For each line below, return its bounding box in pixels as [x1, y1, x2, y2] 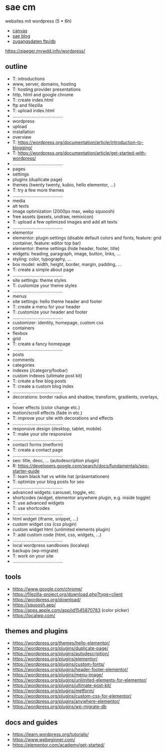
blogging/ [12, 144, 32, 151]
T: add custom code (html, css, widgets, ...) [12, 531, 102, 537]
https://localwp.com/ [12, 612, 56, 618]
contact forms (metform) [12, 441, 63, 448]
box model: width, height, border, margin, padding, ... [12, 261, 122, 267]
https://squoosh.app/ [12, 602, 56, 608]
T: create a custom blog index [12, 383, 74, 389]
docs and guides [5, 718, 58, 727]
